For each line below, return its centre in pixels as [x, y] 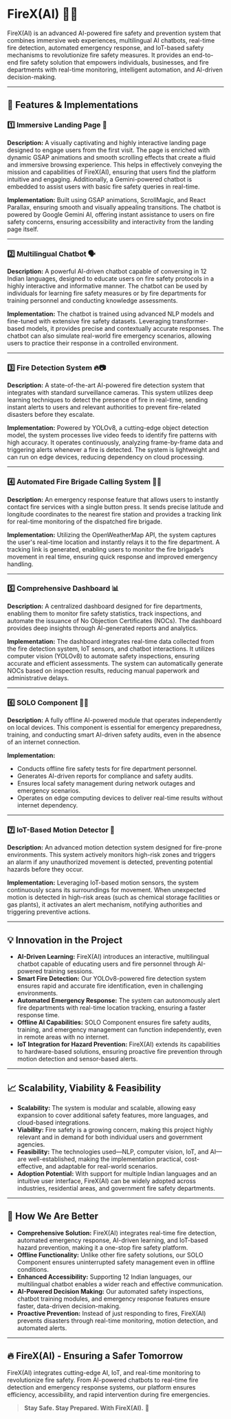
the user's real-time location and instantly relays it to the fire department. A [113, 542]
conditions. [33, 1269]
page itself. [23, 229]
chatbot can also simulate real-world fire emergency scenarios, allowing [109, 336]
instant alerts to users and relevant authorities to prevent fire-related [104, 407]
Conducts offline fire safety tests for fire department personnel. [107, 769]
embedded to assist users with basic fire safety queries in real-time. [103, 186]
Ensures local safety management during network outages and [106, 783]
